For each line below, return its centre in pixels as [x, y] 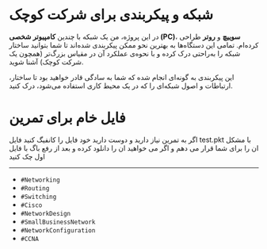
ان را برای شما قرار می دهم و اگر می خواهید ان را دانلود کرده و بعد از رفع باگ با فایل [134, 147]
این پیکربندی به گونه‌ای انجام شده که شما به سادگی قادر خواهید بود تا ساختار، [122, 77]
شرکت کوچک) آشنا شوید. [46, 62]
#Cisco [31, 205]
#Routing [35, 188]
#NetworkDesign [46, 213]
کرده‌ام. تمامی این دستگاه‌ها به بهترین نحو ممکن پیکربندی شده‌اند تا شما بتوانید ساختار [134, 44]
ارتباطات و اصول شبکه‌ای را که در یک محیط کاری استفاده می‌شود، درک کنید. [121, 86]
